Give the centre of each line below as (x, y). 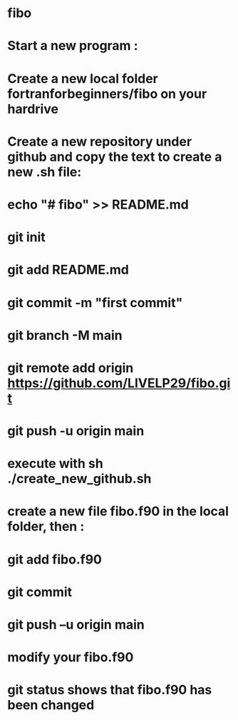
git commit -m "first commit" (95, 302)
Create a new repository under (100, 141)
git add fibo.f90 (55, 559)
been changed (51, 705)
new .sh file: (45, 172)
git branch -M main (65, 335)
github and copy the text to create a (115, 157)
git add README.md (68, 270)
